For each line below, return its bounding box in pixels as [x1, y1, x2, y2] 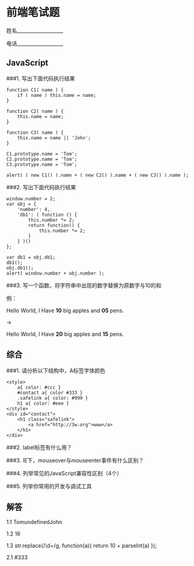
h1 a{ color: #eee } [17, 400, 69, 407]
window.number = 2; [6, 195, 56, 201]
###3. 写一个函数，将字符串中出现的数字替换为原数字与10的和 [6, 281, 162, 289]
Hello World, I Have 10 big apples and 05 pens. [6, 307, 125, 314]
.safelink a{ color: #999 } [17, 395, 88, 401]
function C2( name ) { [6, 108, 64, 114]
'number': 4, [17, 206, 50, 212]
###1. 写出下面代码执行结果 [6, 74, 75, 82]
